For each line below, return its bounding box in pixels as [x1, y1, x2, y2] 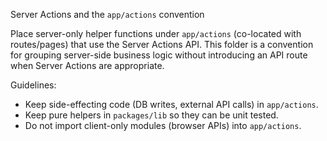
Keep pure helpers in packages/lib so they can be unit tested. [24, 109, 279, 121]
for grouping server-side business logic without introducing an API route [10, 49, 308, 61]
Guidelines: [10, 79, 57, 91]
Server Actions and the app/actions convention [10, 9, 205, 20]
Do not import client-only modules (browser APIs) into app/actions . [24, 120, 302, 131]
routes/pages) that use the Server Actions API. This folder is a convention [10, 39, 314, 50]
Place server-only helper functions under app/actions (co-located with [10, 28, 302, 39]
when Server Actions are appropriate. [10, 60, 165, 71]
